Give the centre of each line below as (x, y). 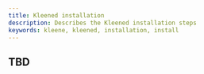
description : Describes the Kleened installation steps (102, 23)
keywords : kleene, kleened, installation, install (94, 30)
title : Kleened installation (56, 15)
